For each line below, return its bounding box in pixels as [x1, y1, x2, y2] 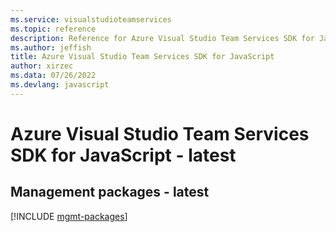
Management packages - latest [10, 184, 210, 201]
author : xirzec [10, 61, 74, 71]
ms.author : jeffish [10, 42, 92, 53]
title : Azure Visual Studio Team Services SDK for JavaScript [10, 52, 275, 62]
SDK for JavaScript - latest [10, 144, 237, 166]
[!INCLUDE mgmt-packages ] [10, 210, 128, 222]
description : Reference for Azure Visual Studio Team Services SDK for [10, 33, 315, 43]
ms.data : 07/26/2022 [10, 71, 97, 81]
